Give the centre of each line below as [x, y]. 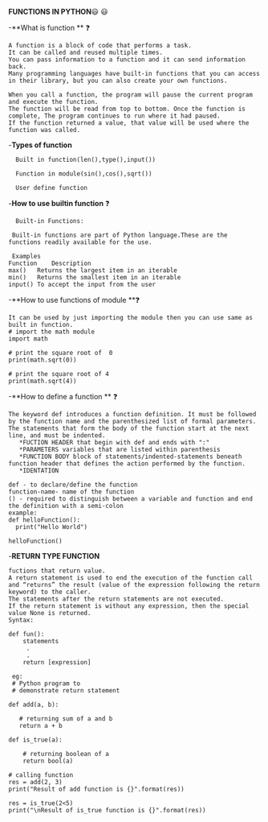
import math [28, 339]
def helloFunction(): [45, 520]
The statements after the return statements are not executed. [116, 599]
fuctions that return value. [57, 571]
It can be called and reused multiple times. [85, 52]
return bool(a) [48, 761]
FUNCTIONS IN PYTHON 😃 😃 [58, 12]
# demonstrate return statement [66, 691]
